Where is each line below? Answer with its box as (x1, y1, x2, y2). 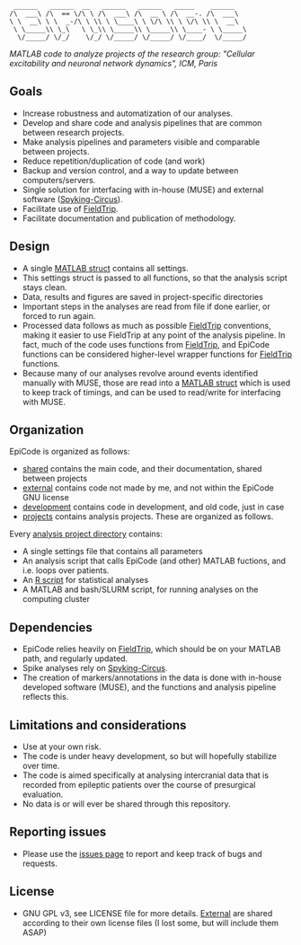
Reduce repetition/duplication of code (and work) (22, 155, 206, 166)
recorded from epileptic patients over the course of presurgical (22, 780, 256, 790)
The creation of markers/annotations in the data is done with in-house (22, 672, 282, 684)
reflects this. (22, 692, 69, 702)
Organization (9, 422, 84, 437)
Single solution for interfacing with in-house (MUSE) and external (22, 184, 264, 195)
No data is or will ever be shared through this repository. (22, 799, 231, 809)
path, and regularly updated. (22, 653, 128, 664)
